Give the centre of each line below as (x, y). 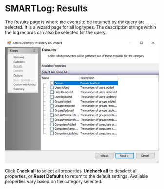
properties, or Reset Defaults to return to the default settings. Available (77, 176)
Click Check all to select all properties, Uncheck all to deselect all (71, 171)
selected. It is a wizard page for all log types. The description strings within (81, 27)
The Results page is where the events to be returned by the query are (75, 22)
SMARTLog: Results (46, 9)
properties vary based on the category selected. (54, 181)
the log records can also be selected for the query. (56, 32)
